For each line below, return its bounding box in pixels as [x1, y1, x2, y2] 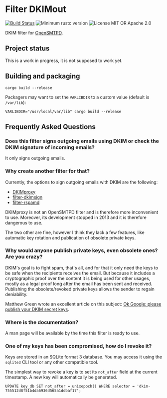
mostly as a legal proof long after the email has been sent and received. [5, 280, 153, 286]
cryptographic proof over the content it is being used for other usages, [5, 275, 151, 281]
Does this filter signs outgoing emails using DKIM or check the [5, 137, 160, 144]
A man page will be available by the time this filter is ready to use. [5, 330, 140, 336]
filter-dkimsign [12, 194, 43, 200]
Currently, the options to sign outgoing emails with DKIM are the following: [5, 179, 158, 185]
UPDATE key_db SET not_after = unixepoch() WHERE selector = [5, 384, 135, 389]
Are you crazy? [5, 253, 43, 260]
